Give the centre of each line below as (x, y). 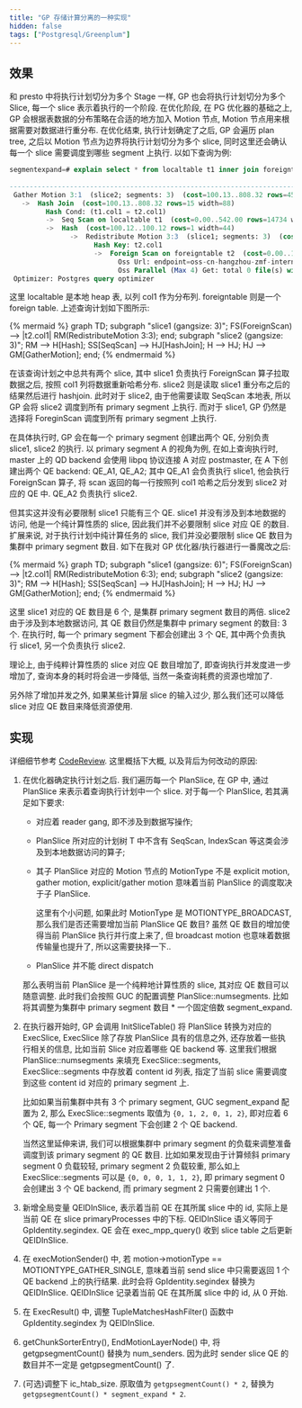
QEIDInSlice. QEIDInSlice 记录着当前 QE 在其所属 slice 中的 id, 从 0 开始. (155, 1293)
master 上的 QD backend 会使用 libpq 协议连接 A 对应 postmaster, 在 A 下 (145, 460)
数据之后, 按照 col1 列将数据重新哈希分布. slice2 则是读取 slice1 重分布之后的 (150, 384)
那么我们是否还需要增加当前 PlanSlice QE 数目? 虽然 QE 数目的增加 (159, 925)
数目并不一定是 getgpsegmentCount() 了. (98, 1365)
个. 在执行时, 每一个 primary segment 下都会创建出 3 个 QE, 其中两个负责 (144, 635)
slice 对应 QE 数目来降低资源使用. (71, 707)
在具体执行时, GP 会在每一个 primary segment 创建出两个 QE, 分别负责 (139, 438)
